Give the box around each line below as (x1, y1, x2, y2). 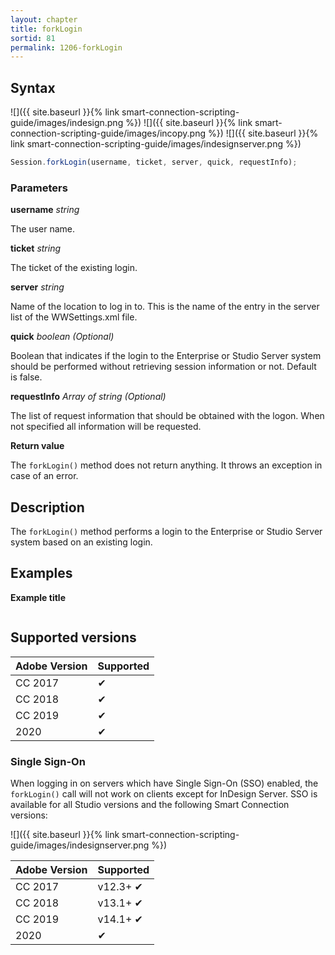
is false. (10, 371, 43, 383)
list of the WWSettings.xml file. (10, 311, 138, 323)
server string (10, 281, 65, 293)
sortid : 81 (10, 33, 56, 43)
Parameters (10, 181, 68, 195)
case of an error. (10, 470, 79, 482)
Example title (10, 591, 66, 603)
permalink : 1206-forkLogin (10, 42, 123, 53)
